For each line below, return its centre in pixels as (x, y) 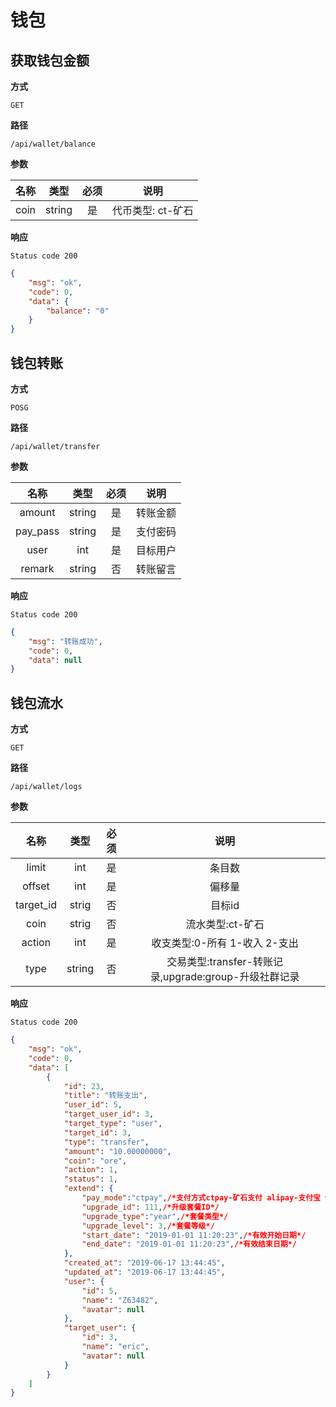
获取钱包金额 (50, 60)
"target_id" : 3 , (97, 1132)
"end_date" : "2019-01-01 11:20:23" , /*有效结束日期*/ (189, 1244)
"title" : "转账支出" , (105, 1096)
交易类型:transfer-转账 (219, 962)
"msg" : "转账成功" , (65, 641)
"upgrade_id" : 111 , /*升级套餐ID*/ (150, 1207)
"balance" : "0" (78, 311)
